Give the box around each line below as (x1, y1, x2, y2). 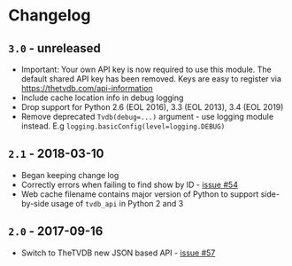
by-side (20, 198, 50, 208)
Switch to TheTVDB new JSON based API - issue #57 (20, 247, 216, 258)
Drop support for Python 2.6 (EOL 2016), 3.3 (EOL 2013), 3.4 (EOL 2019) (20, 102, 284, 112)
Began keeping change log (20, 169, 119, 180)
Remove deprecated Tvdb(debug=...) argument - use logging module (20, 112, 274, 121)
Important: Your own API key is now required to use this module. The (20, 64, 272, 74)
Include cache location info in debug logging (20, 92, 184, 103)
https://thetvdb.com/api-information (20, 83, 154, 93)
